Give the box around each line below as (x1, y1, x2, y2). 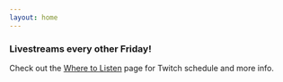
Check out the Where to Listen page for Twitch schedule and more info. (9, 62, 274, 73)
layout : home (9, 12, 58, 22)
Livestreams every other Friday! (9, 42, 152, 54)
